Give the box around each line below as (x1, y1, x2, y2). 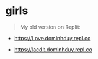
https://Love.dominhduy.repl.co (14, 34, 91, 41)
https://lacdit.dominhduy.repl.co (14, 46, 93, 53)
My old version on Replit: (19, 23, 81, 30)
